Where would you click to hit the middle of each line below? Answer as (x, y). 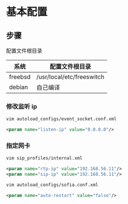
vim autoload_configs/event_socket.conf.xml (61, 119)
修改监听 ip (22, 106)
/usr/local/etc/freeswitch (70, 77)
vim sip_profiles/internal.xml (44, 158)
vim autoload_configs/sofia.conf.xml (52, 185)
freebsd (20, 77)
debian (18, 87)
